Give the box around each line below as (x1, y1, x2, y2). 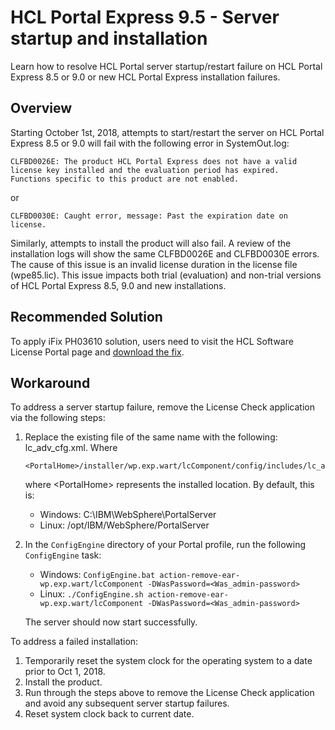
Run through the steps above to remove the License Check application (24, 687, 315, 699)
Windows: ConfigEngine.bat (39, 569, 156, 581)
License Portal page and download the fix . (10, 346, 185, 358)
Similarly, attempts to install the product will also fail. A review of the (10, 237, 292, 249)
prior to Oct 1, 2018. (24, 666, 106, 678)
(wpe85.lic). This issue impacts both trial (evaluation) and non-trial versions (10, 269, 322, 281)
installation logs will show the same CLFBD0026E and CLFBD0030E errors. (10, 247, 320, 260)
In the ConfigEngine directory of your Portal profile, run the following (24, 539, 307, 551)
